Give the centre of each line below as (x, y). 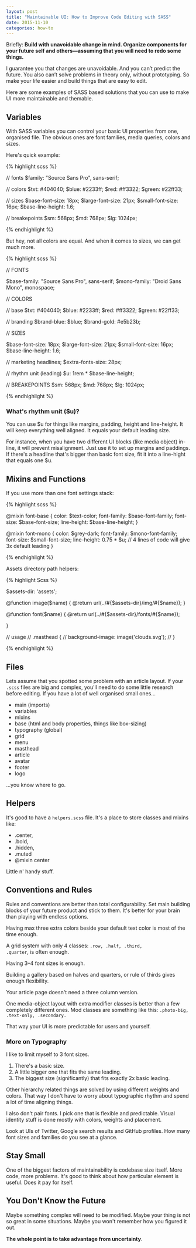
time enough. (22, 934)
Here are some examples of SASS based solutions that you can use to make (97, 92)
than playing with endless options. (47, 916)
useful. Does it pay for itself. (40, 1182)
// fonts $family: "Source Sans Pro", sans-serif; (63, 178)
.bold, (21, 841)
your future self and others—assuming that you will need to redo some (94, 51)
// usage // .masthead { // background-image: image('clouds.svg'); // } (91, 637)
